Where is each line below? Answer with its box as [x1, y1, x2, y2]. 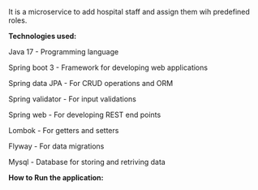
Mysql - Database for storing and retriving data [8, 158, 166, 166]
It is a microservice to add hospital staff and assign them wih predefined [8, 7, 250, 16]
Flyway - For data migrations [8, 141, 105, 151]
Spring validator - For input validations [8, 94, 136, 104]
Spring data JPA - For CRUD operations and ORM [8, 79, 174, 88]
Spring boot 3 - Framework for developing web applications [8, 63, 209, 72]
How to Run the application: [8, 173, 104, 182]
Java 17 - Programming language [8, 47, 119, 56]
